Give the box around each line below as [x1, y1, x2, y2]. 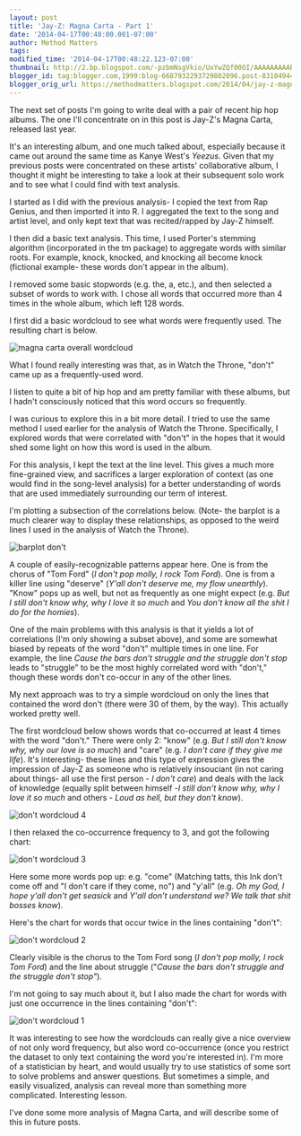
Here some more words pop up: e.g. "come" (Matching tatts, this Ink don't [9, 871, 283, 881]
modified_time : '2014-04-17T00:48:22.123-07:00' [9, 55, 194, 64]
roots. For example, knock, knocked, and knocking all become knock [9, 252, 263, 263]
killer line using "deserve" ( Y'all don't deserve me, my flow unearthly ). [9, 577, 269, 588]
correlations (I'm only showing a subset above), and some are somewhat [9, 633, 278, 644]
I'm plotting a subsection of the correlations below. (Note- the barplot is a [9, 505, 280, 516]
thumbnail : [9, 64, 50, 73]
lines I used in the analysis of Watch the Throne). [9, 524, 190, 534]
